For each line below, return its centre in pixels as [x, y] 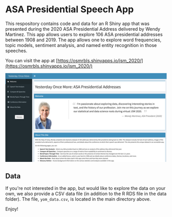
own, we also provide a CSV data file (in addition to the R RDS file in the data [86, 194]
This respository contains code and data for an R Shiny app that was [78, 23]
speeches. [16, 51]
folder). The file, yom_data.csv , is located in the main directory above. [78, 199]
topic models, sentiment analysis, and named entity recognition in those [81, 45]
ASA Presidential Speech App [70, 9]
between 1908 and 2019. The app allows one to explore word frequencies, [83, 40]
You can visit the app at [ [31, 60]
